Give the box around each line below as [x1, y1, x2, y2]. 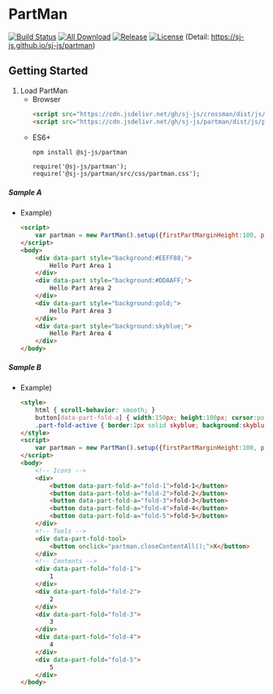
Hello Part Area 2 [50, 284, 112, 293]
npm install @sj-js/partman [32, 148, 128, 156]
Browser [32, 94, 61, 104]
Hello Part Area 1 [50, 261, 112, 269]
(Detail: [185, 32, 210, 41]
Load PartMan [19, 85, 68, 95]
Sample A [8, 187, 42, 197]
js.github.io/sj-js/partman [8, 40, 93, 50]
